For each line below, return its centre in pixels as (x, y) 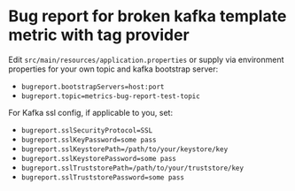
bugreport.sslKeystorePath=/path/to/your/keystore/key (124, 149)
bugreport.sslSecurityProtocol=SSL (87, 130)
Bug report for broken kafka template (147, 16)
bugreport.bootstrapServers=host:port (93, 87)
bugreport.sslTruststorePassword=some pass (103, 177)
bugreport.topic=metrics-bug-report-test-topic (110, 96)
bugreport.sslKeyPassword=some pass (89, 140)
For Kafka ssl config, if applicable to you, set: (91, 112)
